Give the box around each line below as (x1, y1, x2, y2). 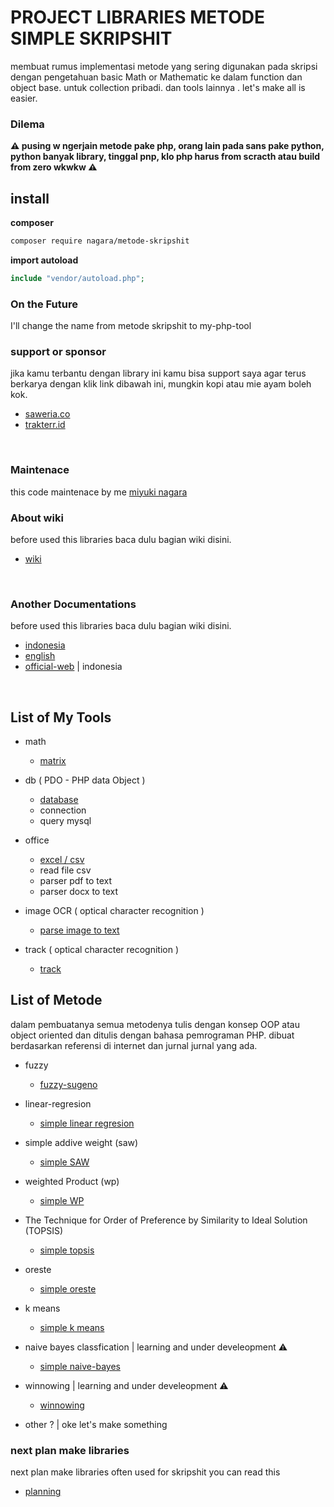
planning (24, 1486, 62, 1498)
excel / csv (39, 854, 85, 866)
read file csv (39, 864, 92, 876)
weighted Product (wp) (24, 1175, 120, 1187)
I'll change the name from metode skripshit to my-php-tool (10, 320, 252, 332)
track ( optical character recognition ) (24, 944, 180, 956)
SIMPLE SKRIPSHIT (10, 27, 173, 50)
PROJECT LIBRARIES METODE (10, 6, 265, 29)
